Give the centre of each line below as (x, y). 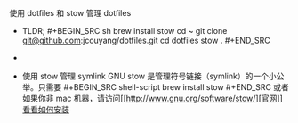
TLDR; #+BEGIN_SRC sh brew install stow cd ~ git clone (125, 31)
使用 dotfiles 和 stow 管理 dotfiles (70, 13)
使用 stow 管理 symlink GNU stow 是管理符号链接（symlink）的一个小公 (153, 76)
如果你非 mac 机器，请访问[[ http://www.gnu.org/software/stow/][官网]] (152, 98)
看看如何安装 (45, 109)
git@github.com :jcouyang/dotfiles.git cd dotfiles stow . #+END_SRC (146, 40)
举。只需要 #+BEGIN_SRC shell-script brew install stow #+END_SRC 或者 (155, 87)
